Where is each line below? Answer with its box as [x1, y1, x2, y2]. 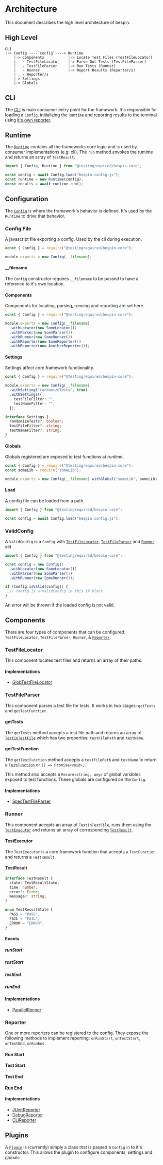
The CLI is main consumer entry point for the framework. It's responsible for [5, 106, 157, 112]
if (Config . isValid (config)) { [5, 584, 68, 589]
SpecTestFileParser [12, 798, 51, 804]
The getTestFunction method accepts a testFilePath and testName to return [5, 757, 157, 763]
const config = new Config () [5, 562, 64, 567]
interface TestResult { [5, 876, 53, 881]
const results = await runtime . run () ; [5, 181, 83, 186]
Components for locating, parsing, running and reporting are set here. [5, 303, 145, 309]
